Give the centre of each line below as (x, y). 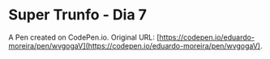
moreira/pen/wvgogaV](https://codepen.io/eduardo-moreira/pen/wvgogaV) (135, 45)
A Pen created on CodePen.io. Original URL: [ (84, 37)
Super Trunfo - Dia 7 (78, 15)
